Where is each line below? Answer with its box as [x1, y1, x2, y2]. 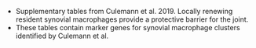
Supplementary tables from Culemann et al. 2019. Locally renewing [15, 7, 233, 15]
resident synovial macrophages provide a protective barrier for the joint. [15, 15, 249, 24]
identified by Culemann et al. [15, 31, 109, 40]
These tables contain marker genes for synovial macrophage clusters [15, 23, 241, 32]
